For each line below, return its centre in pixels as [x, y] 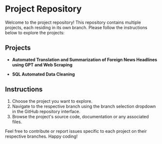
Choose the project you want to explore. [52, 101]
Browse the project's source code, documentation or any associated [80, 116]
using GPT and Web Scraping [42, 64]
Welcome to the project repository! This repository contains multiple [73, 22]
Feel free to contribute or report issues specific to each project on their [76, 131]
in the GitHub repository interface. [46, 111]
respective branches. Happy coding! [41, 136]
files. [17, 122]
